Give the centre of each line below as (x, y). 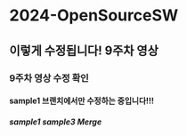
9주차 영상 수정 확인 (49, 78)
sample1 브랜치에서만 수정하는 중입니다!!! (81, 101)
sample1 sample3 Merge (56, 122)
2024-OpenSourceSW (94, 16)
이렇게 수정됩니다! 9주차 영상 (84, 50)
